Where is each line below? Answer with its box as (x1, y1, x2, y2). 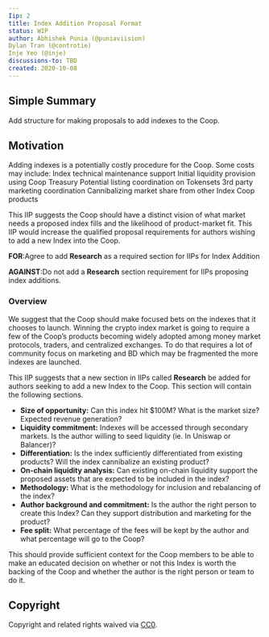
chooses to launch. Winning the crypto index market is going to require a (8, 323, 250, 332)
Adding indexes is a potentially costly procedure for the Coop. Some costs (8, 160, 255, 170)
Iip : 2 (8, 11, 31, 20)
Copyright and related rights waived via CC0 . (8, 620, 158, 630)
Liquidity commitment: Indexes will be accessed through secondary (19, 423, 248, 432)
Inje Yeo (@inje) (8, 49, 67, 57)
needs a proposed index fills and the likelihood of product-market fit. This (8, 219, 252, 228)
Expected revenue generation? (19, 414, 122, 423)
